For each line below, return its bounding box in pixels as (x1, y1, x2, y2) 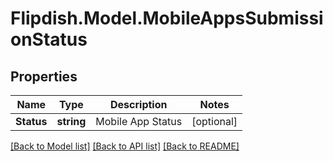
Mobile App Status (95, 115, 183, 128)
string (56, 115, 87, 128)
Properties (10, 68, 78, 85)
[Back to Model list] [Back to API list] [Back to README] (10, 140, 240, 152)
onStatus (10, 28, 88, 51)
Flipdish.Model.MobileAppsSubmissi (10, 7, 324, 30)
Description (110, 98, 168, 111)
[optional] (191, 115, 238, 128)
